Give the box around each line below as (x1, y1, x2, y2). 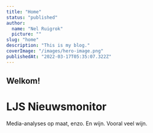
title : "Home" (6, 8, 42, 15)
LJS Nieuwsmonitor (6, 100, 107, 114)
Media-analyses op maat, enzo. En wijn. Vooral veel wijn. (6, 120, 148, 127)
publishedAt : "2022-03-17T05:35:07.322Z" (6, 54, 112, 60)
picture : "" (11, 31, 42, 37)
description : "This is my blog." (6, 43, 90, 49)
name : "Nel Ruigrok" (11, 25, 63, 32)
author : (6, 20, 26, 26)
